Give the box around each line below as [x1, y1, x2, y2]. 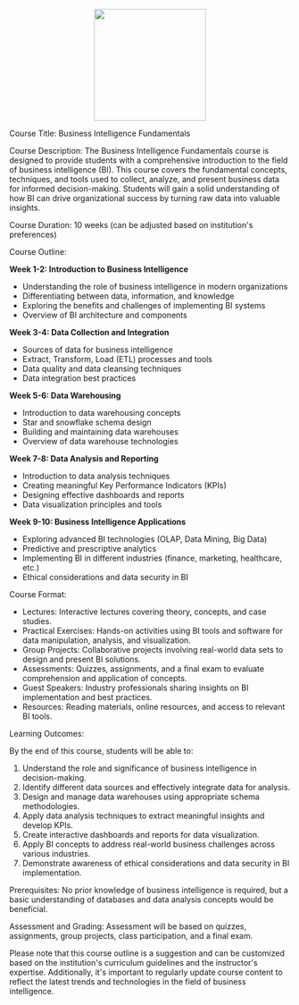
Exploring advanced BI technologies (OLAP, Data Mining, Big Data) [21, 534, 268, 545]
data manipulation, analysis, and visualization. [21, 635, 192, 646]
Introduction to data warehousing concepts [21, 408, 181, 418]
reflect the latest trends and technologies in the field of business [9, 976, 247, 987]
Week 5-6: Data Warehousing [9, 390, 121, 401]
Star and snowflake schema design [21, 417, 152, 427]
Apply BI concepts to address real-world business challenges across [21, 839, 275, 849]
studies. [21, 616, 52, 626]
